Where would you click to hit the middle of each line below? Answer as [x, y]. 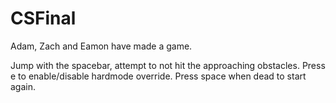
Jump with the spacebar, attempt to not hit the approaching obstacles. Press [168, 65]
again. [23, 86]
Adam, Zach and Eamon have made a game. [101, 46]
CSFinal [43, 18]
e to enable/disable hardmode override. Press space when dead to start [158, 76]
